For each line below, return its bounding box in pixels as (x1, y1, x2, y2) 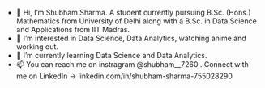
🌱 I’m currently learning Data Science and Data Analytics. (15, 51, 207, 60)
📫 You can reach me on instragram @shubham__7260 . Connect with (15, 60, 249, 69)
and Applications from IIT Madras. (15, 25, 130, 34)
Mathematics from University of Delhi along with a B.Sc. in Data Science (15, 16, 257, 26)
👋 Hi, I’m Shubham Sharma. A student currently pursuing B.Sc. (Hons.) (15, 8, 251, 17)
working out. (15, 42, 59, 52)
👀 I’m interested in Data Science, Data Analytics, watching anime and (15, 33, 247, 43)
